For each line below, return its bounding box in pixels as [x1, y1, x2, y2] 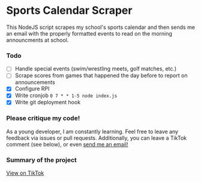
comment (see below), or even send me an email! [6, 140, 128, 148]
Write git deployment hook [14, 99, 81, 106]
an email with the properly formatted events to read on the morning [6, 30, 173, 37]
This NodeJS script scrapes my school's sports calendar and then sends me [6, 24, 195, 31]
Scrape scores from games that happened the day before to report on [14, 72, 188, 79]
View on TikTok [6, 169, 44, 177]
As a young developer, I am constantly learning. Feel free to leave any [6, 128, 179, 135]
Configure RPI [14, 85, 50, 92]
